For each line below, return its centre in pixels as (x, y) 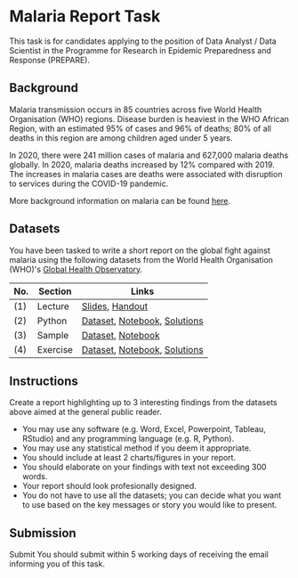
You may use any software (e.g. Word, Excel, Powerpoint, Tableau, (144, 429)
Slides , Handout (115, 306)
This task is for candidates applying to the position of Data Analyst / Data (143, 41)
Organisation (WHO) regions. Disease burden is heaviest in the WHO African (149, 118)
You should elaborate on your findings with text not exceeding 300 (144, 467)
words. (35, 476)
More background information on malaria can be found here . (120, 200)
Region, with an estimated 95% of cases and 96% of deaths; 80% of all (140, 128)
